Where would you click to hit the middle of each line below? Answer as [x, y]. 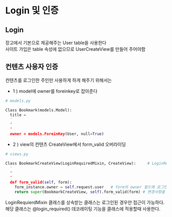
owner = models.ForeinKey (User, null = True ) [57, 134]
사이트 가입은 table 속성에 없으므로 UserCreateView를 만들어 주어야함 [76, 49]
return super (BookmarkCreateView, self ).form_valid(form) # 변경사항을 [90, 192]
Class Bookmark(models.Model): [39, 110]
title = [18, 115]
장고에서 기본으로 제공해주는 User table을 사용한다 [56, 43]
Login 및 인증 [32, 11]
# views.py [17, 154]
